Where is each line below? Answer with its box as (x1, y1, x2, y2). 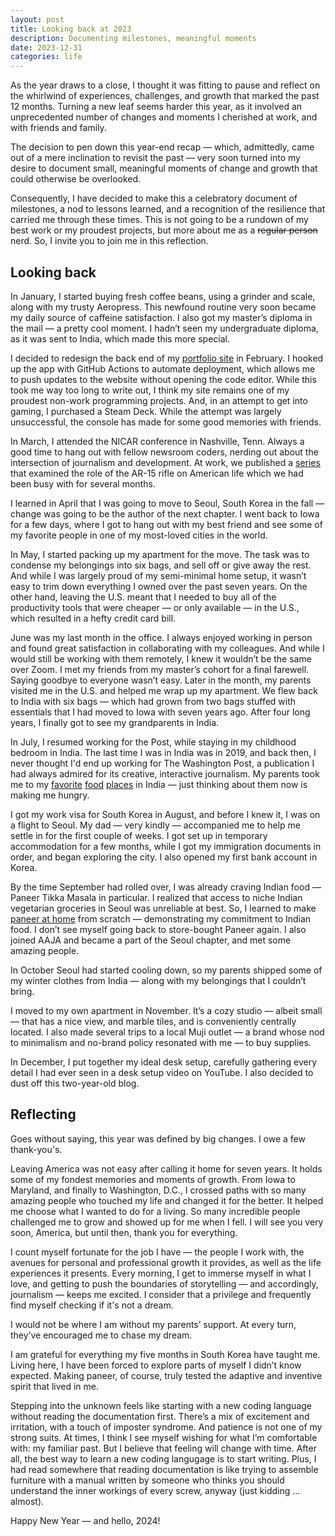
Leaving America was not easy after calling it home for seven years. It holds (10, 1162, 323, 1175)
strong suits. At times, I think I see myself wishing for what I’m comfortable (10, 1431, 318, 1443)
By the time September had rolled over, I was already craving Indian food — (10, 881, 322, 893)
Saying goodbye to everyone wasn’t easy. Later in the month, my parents (10, 674, 312, 686)
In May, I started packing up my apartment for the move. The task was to (10, 548, 310, 560)
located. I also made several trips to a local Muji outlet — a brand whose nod (10, 1026, 325, 1038)
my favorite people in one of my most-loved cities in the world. (10, 529, 268, 541)
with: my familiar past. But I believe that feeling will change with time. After (10, 1442, 317, 1454)
